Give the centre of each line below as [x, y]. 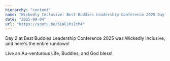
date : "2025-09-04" [26, 19]
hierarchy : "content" [28, 10]
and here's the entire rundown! [38, 44]
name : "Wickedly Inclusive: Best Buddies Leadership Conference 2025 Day [85, 15]
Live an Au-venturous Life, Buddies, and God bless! [59, 53]
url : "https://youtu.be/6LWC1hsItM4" [45, 24]
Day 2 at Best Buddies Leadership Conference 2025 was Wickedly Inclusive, [85, 38]
